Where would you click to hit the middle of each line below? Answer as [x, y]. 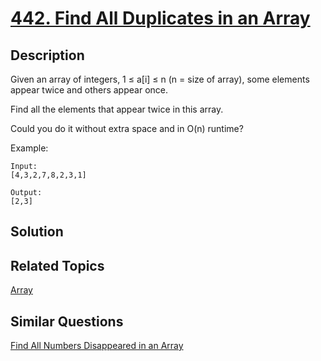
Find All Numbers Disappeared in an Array [97, 346]
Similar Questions [67, 321]
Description [47, 55]
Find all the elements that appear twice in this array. [117, 109]
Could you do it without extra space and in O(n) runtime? [127, 128]
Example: [29, 148]
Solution [37, 232]
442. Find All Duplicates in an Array [160, 18]
